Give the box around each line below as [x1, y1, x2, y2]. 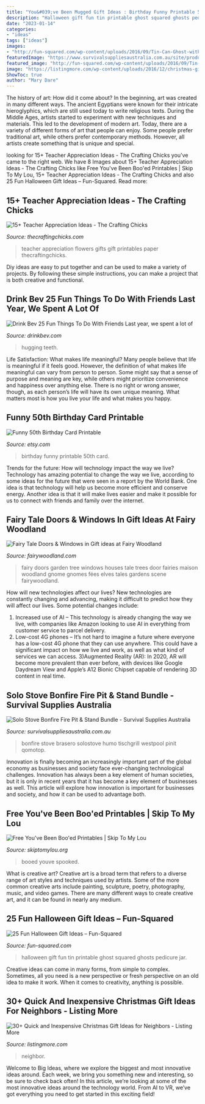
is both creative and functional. [6, 276, 84, 284]
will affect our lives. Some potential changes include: [6, 602, 139, 610]
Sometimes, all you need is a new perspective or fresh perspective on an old [6, 972, 199, 979]
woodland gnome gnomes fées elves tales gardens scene [21, 570, 167, 578]
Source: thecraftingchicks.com [6, 233, 84, 240]
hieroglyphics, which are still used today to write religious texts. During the [6, 107, 194, 115]
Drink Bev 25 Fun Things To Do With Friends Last [6, 294, 196, 304]
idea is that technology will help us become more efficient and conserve [6, 483, 188, 491]
